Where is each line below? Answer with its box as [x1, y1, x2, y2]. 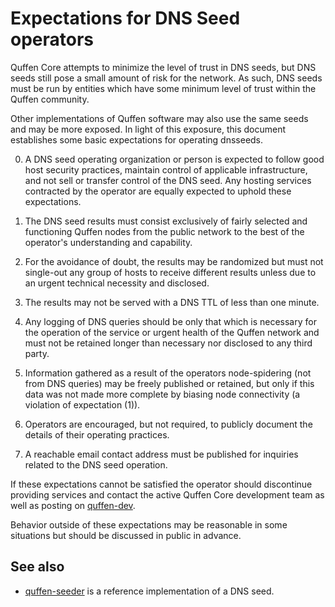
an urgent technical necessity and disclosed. [24, 277, 210, 289]
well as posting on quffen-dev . [10, 499, 136, 511]
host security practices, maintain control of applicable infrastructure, [24, 163, 308, 176]
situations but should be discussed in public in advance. [10, 529, 242, 541]
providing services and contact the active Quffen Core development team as [10, 488, 325, 501]
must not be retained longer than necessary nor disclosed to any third [24, 337, 313, 349]
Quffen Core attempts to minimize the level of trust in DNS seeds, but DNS [10, 61, 317, 73]
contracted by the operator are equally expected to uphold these [24, 185, 292, 197]
